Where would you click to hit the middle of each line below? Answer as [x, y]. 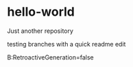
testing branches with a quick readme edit [66, 44]
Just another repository [40, 31]
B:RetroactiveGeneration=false [50, 57]
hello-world [41, 12]
